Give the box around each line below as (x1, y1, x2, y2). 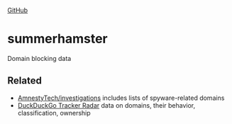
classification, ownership (17, 108, 91, 117)
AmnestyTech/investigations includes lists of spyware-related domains (17, 94, 225, 102)
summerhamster (7, 31, 108, 47)
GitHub (7, 6, 28, 14)
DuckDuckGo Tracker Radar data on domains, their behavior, (17, 101, 196, 109)
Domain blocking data (7, 54, 72, 62)
